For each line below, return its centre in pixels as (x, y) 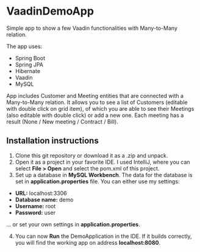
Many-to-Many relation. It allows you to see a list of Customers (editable (97, 102)
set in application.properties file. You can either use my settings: (97, 181)
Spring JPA (29, 65)
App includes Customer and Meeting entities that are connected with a (95, 96)
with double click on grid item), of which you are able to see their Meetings (100, 108)
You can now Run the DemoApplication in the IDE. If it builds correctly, (103, 236)
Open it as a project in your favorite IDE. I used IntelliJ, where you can (102, 162)
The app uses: (24, 46)
